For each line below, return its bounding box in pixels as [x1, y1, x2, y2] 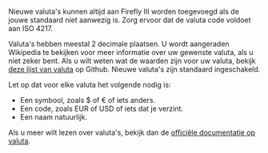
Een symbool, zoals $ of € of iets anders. [19, 96, 156, 104]
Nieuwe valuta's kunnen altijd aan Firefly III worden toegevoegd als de [8, 7, 240, 16]
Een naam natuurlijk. [19, 112, 88, 122]
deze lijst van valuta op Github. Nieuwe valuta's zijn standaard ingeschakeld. [8, 65, 261, 74]
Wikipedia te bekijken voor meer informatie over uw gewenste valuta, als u [8, 48, 254, 57]
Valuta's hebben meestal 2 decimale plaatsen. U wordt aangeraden [8, 39, 230, 49]
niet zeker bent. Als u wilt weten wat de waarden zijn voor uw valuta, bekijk [8, 56, 256, 65]
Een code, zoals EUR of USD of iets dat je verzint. [19, 104, 184, 113]
